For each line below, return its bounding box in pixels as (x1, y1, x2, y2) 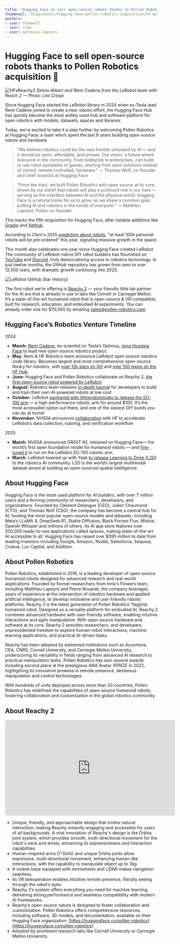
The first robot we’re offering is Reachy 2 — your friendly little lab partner (5, 285, 152, 292)
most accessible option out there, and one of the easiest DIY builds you (12, 404, 155, 411)
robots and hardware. (5, 137, 49, 143)
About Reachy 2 (5, 707, 54, 715)
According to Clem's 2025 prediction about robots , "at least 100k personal (5, 231, 154, 237)
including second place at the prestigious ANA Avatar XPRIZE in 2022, (5, 663, 146, 668)
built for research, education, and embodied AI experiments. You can (5, 301, 143, 307)
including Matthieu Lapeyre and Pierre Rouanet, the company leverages (5, 586, 148, 592)
